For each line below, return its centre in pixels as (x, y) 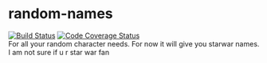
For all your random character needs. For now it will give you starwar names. (134, 43)
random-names (61, 14)
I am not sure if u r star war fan (59, 52)
